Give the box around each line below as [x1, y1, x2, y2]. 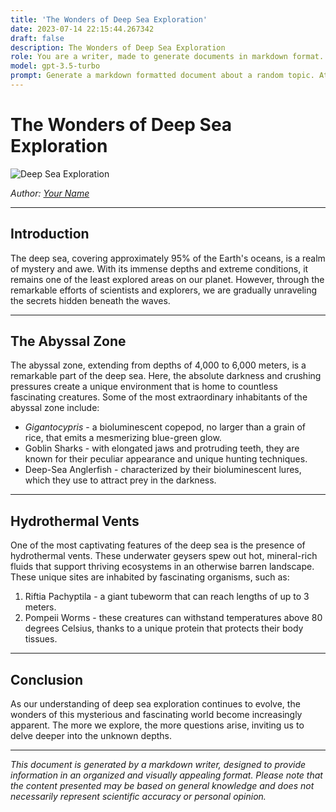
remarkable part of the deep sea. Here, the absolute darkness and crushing [10, 370, 322, 382]
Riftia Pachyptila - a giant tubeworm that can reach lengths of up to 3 [24, 591, 310, 603]
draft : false [10, 33, 65, 43]
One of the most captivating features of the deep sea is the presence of [10, 539, 306, 551]
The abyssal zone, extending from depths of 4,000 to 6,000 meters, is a [10, 359, 307, 371]
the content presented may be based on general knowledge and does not [10, 780, 315, 792]
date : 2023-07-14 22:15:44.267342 [10, 24, 155, 34]
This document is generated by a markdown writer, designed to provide [10, 759, 307, 771]
